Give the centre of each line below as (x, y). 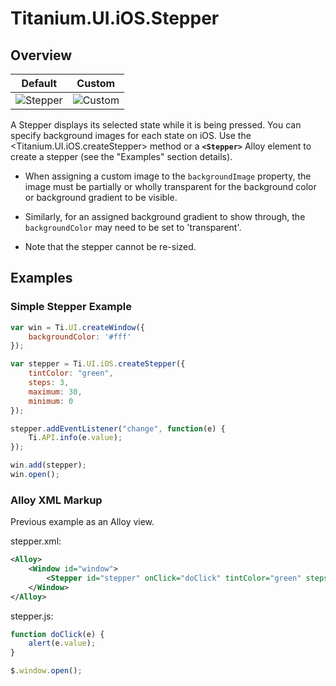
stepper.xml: (36, 541)
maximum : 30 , (55, 392)
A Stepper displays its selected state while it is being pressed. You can (156, 125)
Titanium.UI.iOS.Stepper (115, 18)
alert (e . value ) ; (62, 643)
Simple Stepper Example (71, 307)
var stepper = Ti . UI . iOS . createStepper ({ (98, 364)
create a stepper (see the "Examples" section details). (121, 156)
